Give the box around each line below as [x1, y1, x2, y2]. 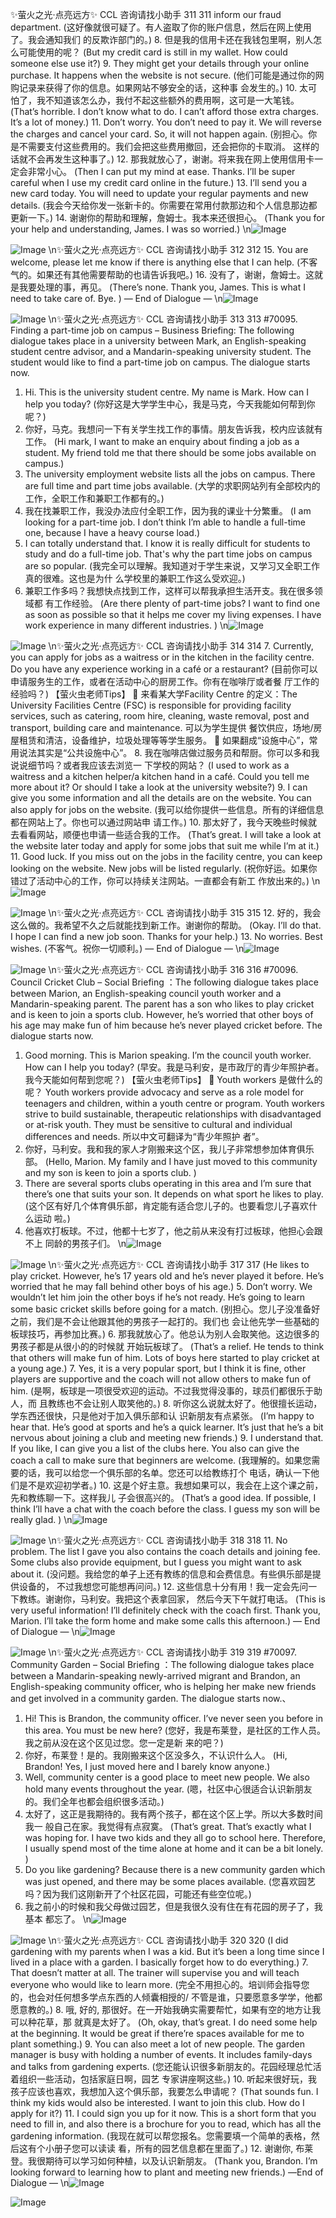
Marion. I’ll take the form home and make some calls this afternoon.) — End [10, 1615, 321, 1627]
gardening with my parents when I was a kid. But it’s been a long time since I [10, 1946, 325, 1957]
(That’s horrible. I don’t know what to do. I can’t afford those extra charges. [10, 106, 319, 117]
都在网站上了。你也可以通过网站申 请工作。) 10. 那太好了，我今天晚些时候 [10, 816, 309, 828]
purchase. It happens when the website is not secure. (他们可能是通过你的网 [10, 69, 325, 81]
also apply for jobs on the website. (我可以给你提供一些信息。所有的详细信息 [10, 804, 325, 815]
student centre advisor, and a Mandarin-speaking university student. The [10, 346, 312, 357]
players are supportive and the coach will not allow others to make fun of [10, 1373, 312, 1385]
